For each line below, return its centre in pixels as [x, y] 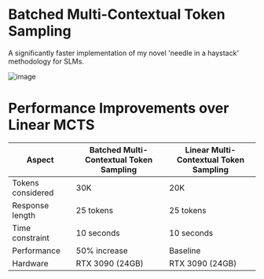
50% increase [102, 251]
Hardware [30, 263]
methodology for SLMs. [46, 61]
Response [31, 205]
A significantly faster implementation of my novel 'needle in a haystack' [124, 53]
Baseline [185, 251]
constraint [31, 237]
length [24, 215]
